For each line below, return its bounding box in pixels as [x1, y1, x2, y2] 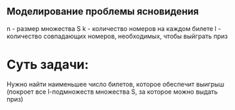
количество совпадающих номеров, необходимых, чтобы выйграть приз [6, 32, 228, 40]
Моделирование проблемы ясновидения [6, 6, 199, 18]
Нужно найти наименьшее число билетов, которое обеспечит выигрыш [6, 80, 224, 88]
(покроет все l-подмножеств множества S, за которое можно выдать [6, 87, 218, 96]
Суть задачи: [6, 56, 89, 73]
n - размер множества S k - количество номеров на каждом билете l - [6, 24, 222, 32]
